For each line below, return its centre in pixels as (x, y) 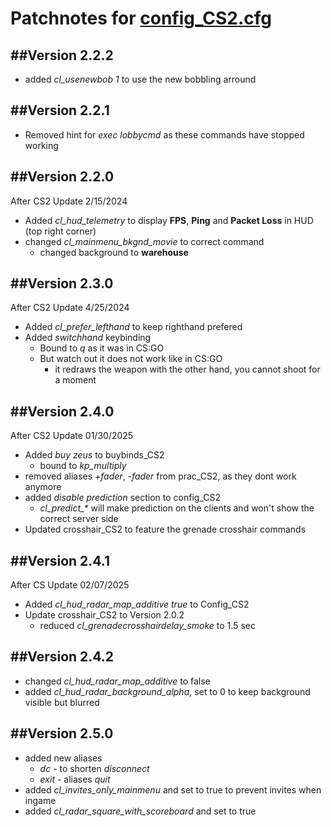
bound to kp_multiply (83, 466)
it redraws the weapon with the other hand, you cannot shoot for (187, 369)
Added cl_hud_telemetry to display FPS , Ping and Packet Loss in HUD (169, 220)
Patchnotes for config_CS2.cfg (141, 18)
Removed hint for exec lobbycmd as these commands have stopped (164, 134)
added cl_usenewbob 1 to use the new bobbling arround (140, 79)
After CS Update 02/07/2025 (70, 585)
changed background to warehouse (114, 252)
